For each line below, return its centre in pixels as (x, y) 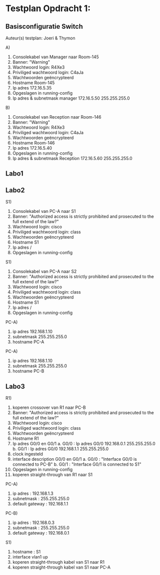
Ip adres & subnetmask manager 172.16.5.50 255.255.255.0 (71, 98)
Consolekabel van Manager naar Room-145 (56, 57)
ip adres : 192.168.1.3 (33, 493)
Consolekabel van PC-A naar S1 (44, 211)
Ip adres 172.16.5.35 (32, 88)
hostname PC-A (28, 342)
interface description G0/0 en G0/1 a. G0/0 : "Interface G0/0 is (75, 459)
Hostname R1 (26, 438)
